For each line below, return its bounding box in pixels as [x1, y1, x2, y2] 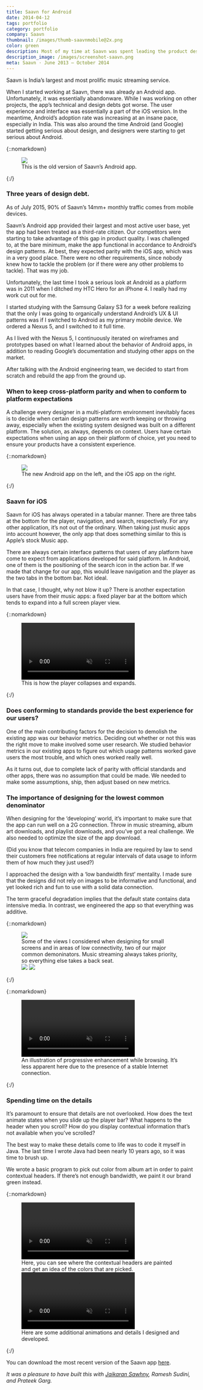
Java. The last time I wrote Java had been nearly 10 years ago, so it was [6, 1148, 185, 1155]
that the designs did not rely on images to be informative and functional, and [6, 876, 196, 884]
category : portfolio [6, 25, 59, 32]
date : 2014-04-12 [6, 15, 50, 21]
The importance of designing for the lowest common [6, 793, 164, 802]
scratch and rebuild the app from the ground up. [6, 371, 126, 379]
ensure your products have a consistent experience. [6, 441, 136, 448]
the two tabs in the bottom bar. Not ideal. [6, 574, 108, 581]
